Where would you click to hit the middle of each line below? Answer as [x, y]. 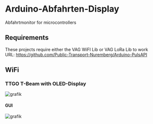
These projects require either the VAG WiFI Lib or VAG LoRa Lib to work [77, 49]
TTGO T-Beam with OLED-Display [46, 84]
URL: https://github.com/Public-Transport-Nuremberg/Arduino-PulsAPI [76, 54]
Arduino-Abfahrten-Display [62, 9]
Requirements [27, 38]
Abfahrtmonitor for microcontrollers [41, 22]
